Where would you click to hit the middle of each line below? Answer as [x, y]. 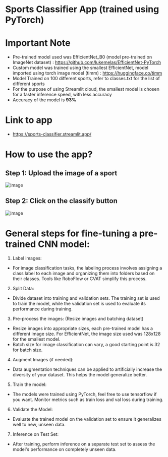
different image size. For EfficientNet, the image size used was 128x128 [87, 334]
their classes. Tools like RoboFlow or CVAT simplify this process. [79, 279]
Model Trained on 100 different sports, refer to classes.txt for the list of [86, 79]
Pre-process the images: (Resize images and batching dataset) [78, 318]
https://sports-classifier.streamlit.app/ [52, 134]
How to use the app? [49, 154]
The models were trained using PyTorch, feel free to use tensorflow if [85, 394]
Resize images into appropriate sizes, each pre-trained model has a [82, 328]
